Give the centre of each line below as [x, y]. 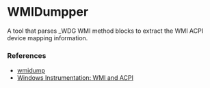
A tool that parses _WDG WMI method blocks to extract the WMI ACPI [105, 31]
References [27, 55]
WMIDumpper [48, 12]
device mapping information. [48, 38]
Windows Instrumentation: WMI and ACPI [75, 78]
